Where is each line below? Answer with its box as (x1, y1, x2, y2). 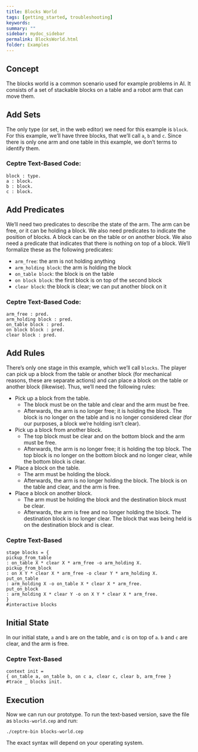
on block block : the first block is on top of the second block (14, 276, 162, 284)
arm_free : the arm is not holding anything (14, 257, 116, 265)
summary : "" (6, 25, 36, 32)
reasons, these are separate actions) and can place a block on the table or (6, 377, 188, 384)
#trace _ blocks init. (6, 679, 62, 685)
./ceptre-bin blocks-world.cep (6, 728, 84, 735)
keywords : (6, 20, 31, 26)
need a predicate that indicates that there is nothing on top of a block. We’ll (6, 240, 190, 247)
